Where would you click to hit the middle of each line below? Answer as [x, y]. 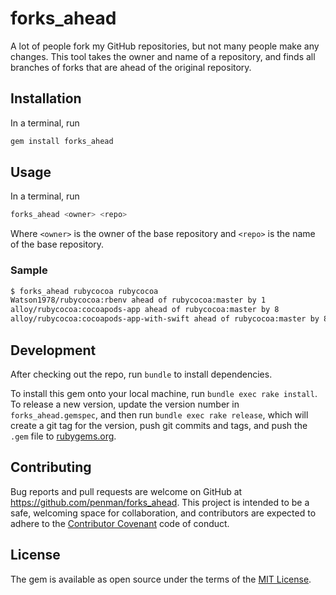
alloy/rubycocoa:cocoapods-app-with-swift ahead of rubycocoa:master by [165, 319]
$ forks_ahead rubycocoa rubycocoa [84, 291]
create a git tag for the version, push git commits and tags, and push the [159, 425]
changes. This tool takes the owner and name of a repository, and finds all [163, 56]
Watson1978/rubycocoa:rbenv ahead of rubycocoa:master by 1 [138, 300]
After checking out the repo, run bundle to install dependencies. [141, 374]
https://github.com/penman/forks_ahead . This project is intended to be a [160, 502]
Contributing [51, 467]
